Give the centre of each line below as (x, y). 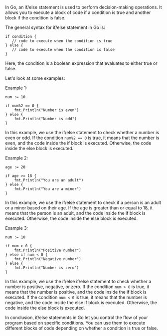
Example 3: (17, 228)
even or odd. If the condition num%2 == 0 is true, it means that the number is (82, 138)
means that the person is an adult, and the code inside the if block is (75, 213)
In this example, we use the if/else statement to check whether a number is (82, 132)
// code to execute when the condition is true (62, 41)
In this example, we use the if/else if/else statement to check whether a (78, 281)
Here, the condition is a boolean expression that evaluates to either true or (82, 63)
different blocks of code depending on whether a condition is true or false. (82, 328)
